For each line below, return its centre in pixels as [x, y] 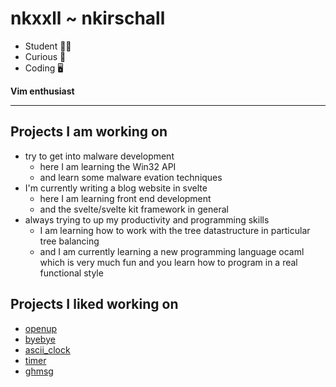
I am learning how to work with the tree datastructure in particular [175, 230]
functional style [71, 273]
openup [41, 328]
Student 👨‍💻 [48, 46]
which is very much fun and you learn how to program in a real [168, 262]
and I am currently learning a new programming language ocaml [172, 251]
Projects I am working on [89, 132]
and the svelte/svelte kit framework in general [134, 209]
